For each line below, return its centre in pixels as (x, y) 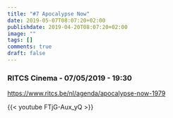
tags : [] (20, 40)
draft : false (26, 54)
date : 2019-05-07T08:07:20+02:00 (56, 20)
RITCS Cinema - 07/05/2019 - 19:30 (70, 78)
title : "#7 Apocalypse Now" (49, 14)
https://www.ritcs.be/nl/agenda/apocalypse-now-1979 (86, 93)
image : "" (22, 34)
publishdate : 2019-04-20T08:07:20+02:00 (68, 27)
